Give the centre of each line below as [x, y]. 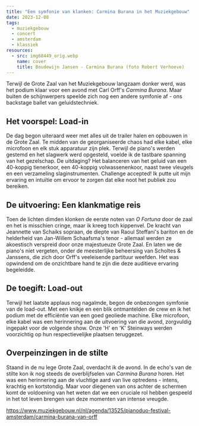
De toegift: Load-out [45, 288]
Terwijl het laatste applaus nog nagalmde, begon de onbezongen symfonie [97, 302]
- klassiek [25, 45]
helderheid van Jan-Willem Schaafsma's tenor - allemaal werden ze [89, 238]
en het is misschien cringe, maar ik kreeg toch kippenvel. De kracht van [94, 225]
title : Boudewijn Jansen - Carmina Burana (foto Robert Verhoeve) [101, 67]
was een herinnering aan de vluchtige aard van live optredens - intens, [93, 380]
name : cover [31, 61]
